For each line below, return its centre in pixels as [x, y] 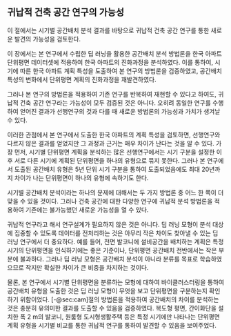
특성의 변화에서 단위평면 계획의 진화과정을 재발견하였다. [82, 79]
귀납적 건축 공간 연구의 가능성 [66, 12]
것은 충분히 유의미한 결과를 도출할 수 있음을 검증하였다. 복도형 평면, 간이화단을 [112, 308]
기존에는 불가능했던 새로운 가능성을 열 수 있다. [87, 210]
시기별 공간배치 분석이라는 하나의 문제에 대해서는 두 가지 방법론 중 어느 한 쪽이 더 [115, 192]
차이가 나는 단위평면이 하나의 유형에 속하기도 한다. [81, 177]
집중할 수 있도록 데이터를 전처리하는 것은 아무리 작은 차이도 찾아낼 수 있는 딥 [116, 233]
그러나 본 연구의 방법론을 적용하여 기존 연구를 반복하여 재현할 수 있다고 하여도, [112, 94]
